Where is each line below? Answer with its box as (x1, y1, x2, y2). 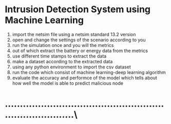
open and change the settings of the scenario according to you (12, 37, 146, 43)
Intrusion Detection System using (5, 4, 151, 15)
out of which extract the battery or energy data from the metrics (12, 47, 148, 54)
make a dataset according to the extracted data (12, 58, 113, 64)
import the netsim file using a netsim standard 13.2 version (12, 31, 136, 37)
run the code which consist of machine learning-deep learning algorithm (12, 69, 166, 75)
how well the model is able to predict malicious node (12, 80, 124, 86)
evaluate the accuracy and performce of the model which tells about (12, 75, 157, 81)
